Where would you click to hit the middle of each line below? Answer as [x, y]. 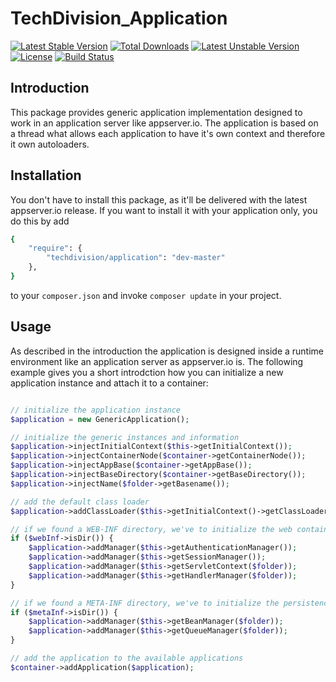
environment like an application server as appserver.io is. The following [157, 361]
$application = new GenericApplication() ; [100, 419]
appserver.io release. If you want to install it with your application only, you [164, 210]
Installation [46, 175]
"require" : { [55, 248]
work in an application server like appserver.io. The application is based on [164, 123]
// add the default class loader [80, 502]
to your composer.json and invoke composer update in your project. [146, 295]
